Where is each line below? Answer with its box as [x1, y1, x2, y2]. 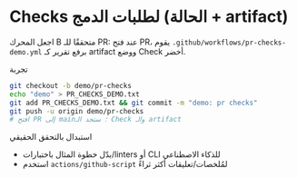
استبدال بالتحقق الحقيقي [9, 132, 93, 143]
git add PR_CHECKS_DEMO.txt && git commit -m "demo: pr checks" [9, 98, 258, 107]
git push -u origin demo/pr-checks [9, 106, 144, 115]
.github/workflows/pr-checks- [172, 38, 286, 47]
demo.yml [9, 47, 43, 56]
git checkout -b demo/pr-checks [9, 81, 132, 90]
